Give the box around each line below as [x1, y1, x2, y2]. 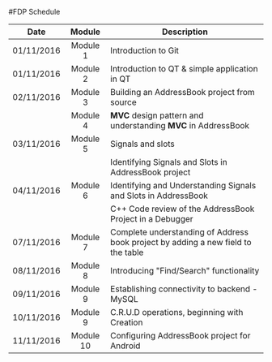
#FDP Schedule [8, 7, 61, 16]
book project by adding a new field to [110, 237, 253, 248]
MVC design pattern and [110, 110, 204, 121]
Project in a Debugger [110, 213, 193, 224]
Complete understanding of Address [110, 226, 249, 238]
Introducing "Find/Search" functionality [110, 265, 260, 276]
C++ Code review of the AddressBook [110, 203, 255, 214]
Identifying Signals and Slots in [110, 157, 228, 167]
